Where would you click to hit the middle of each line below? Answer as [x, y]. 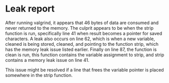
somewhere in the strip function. [39, 75]
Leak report [30, 9]
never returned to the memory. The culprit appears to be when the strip [79, 28]
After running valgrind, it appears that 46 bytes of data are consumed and [82, 23]
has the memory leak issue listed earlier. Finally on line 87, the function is [81, 49]
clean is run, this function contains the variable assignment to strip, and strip [85, 55]
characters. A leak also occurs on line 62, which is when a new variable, [80, 39]
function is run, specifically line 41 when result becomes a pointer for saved [84, 33]
